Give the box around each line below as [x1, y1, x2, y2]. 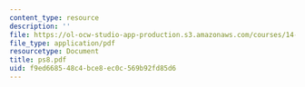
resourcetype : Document [9, 47, 100, 56]
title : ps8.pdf [9, 55, 67, 64]
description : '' [9, 22, 71, 31]
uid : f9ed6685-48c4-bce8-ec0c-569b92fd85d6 [9, 64, 177, 73]
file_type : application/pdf [9, 38, 116, 48]
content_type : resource [9, 13, 100, 23]
